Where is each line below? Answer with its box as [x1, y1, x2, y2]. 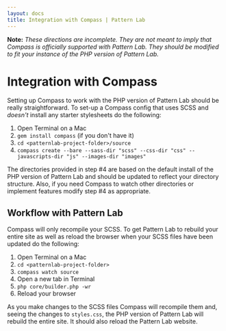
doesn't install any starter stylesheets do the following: [7, 111, 162, 119]
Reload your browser [16, 289, 77, 298]
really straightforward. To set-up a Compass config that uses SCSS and [7, 103, 209, 112]
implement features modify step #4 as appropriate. [7, 187, 151, 195]
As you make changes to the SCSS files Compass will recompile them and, [7, 303, 218, 311]
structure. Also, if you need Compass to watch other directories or [7, 180, 194, 188]
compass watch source [16, 269, 79, 276]
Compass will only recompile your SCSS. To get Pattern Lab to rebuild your [7, 225, 218, 234]
